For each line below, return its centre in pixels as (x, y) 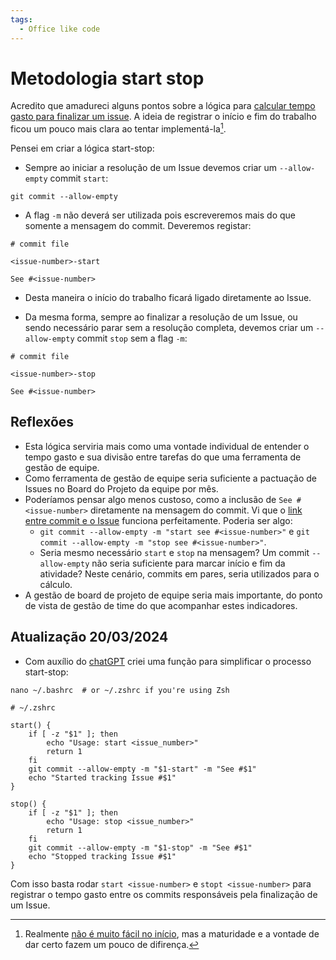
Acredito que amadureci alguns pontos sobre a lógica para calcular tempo (163, 106)
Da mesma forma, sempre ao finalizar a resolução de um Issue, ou (161, 317)
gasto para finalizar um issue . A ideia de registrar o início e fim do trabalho (163, 117)
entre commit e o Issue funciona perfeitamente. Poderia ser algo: (158, 520)
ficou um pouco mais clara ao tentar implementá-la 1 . (118, 128)
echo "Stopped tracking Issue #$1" (102, 856)
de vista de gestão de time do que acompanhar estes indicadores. (161, 605)
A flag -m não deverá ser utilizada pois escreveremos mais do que (160, 215)
